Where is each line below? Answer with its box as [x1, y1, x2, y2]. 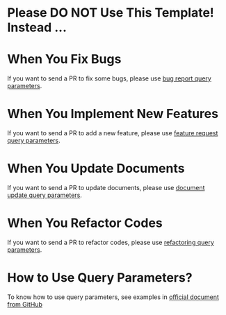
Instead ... [7, 19, 67, 35]
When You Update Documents [7, 161, 185, 176]
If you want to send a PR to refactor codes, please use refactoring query [7, 238, 214, 246]
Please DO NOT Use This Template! [7, 5, 214, 21]
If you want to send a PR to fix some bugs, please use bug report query [7, 74, 212, 83]
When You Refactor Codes [7, 215, 163, 231]
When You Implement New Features [7, 106, 219, 122]
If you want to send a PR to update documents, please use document [7, 184, 205, 191]
